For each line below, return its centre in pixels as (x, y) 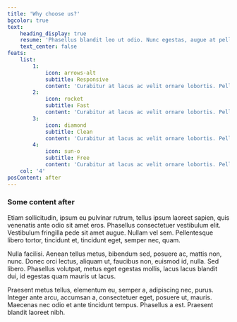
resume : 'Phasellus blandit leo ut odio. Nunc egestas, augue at (118, 40)
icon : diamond (66, 125)
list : (28, 60)
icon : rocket (64, 99)
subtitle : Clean (69, 132)
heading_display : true (53, 33)
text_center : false (49, 47)
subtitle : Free (67, 158)
